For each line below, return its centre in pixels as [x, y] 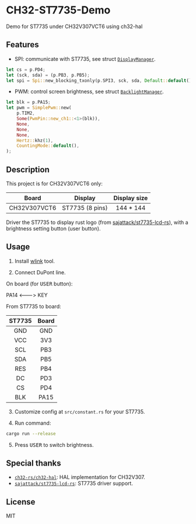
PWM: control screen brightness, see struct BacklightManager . [89, 92]
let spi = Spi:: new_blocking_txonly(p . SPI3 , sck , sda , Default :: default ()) [100, 80]
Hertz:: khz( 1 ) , [35, 140]
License [21, 501]
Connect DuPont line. [40, 272]
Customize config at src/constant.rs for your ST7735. [80, 411]
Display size [131, 198]
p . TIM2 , [26, 113]
